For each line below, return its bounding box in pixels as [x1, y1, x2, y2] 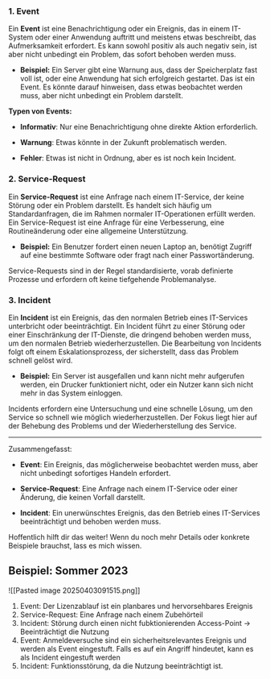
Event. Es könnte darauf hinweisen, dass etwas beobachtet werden [19, 82, 243, 92]
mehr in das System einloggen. [19, 388, 123, 398]
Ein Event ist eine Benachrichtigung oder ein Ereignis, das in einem [8, 24, 231, 34]
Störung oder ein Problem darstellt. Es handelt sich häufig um [8, 200, 212, 210]
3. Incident [8, 294, 51, 305]
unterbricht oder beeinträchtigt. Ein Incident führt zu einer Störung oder [8, 321, 246, 331]
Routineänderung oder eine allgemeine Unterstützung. [8, 226, 189, 235]
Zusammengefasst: [8, 444, 72, 453]
